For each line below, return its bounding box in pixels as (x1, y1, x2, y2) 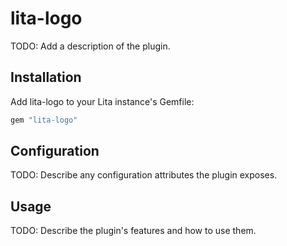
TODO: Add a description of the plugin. (10, 40, 171, 52)
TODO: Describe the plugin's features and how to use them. (10, 225, 257, 237)
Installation (10, 69, 82, 86)
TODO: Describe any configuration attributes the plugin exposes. (10, 169, 278, 181)
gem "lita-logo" (10, 115, 78, 125)
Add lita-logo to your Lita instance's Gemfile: (10, 95, 195, 107)
